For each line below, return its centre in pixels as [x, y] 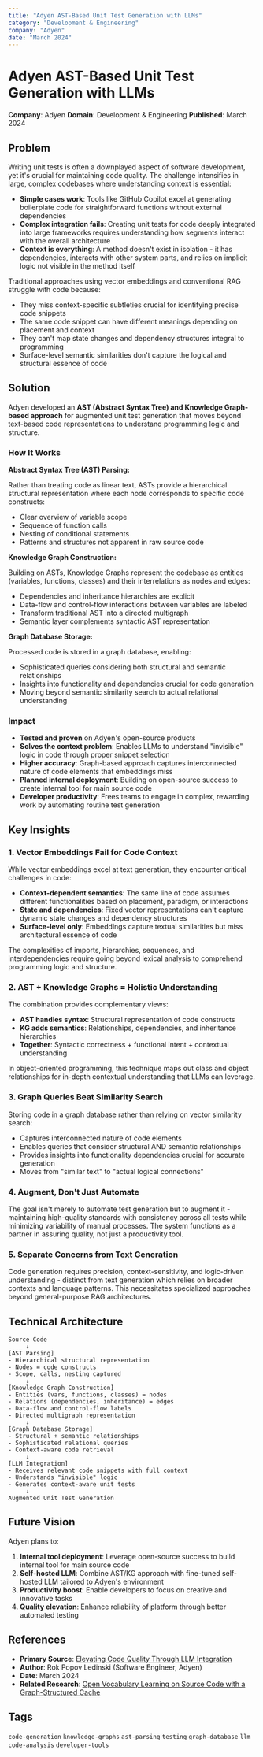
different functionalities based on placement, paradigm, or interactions [134, 902]
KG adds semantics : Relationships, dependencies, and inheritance [128, 1028]
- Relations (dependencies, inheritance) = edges [91, 1402]
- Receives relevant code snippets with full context [98, 1471]
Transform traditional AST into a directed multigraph [104, 613]
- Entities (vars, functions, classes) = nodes [88, 1395]
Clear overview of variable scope [73, 517]
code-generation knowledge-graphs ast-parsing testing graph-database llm [130, 1737]
